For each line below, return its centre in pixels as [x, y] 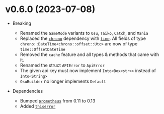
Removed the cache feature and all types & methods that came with [90, 54]
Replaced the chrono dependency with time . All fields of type [83, 38]
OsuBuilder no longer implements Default [63, 81]
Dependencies [28, 91]
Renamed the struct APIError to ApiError [62, 65]
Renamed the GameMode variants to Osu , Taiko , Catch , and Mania [84, 33]
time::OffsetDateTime [43, 49]
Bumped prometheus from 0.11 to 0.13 [58, 101]
